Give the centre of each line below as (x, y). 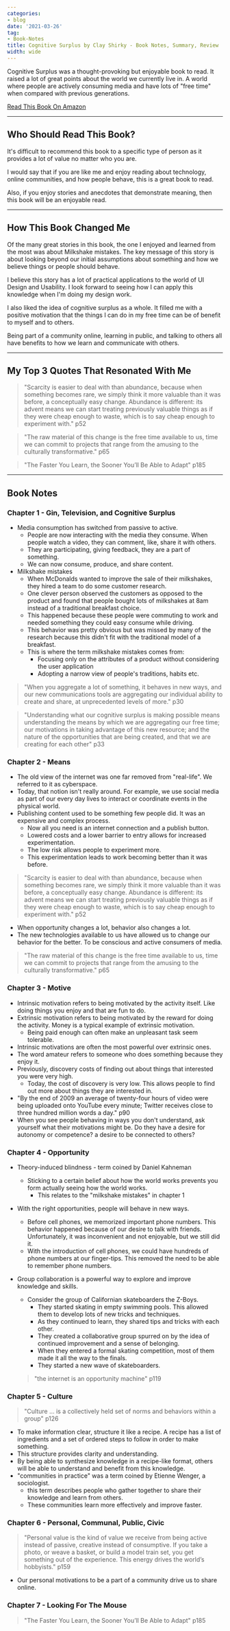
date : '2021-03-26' (35, 26)
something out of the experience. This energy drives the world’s (114, 1560)
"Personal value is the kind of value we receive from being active (115, 1538)
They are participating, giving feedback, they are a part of (108, 550)
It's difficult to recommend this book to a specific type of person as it (104, 151)
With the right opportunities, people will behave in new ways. (103, 1208)
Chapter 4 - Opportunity (48, 1152)
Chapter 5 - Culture (40, 1396)
